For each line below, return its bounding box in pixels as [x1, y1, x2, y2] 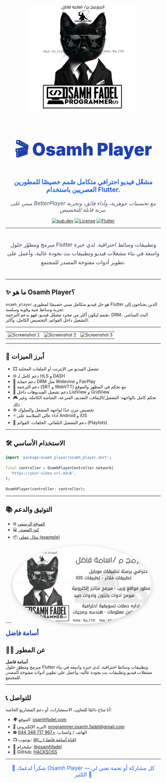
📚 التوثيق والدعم [5, 505, 53, 514]
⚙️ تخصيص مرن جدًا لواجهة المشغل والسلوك [12, 407, 94, 412]
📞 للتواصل [5, 694, 32, 702]
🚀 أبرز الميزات [5, 352, 45, 361]
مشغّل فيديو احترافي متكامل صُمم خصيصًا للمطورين [13, 177, 153, 186]
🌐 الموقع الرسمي [12, 521, 45, 527]
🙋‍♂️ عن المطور [5, 646, 46, 654]
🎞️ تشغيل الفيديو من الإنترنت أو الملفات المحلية [12, 366, 99, 371]
